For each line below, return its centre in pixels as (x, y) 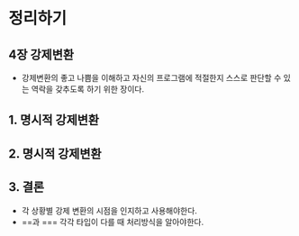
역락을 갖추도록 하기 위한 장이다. (88, 89)
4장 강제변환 (41, 54)
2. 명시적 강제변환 (55, 154)
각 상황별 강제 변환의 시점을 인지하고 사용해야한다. (109, 210)
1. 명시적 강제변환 (54, 120)
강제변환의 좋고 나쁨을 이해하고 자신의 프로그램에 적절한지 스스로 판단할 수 (151, 78)
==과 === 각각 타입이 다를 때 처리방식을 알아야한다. (113, 222)
